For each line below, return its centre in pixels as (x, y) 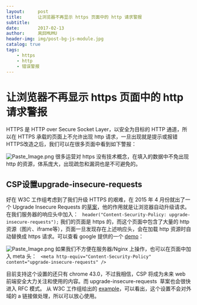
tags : (13, 50)
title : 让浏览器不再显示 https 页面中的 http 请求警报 (74, 17)
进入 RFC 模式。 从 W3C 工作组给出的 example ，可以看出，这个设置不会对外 (99, 289)
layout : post (27, 11)
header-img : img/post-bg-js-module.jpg (55, 39)
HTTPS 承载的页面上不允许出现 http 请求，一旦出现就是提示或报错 (98, 137)
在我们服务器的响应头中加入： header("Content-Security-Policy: (86, 214)
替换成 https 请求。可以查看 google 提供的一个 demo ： (77, 237)
